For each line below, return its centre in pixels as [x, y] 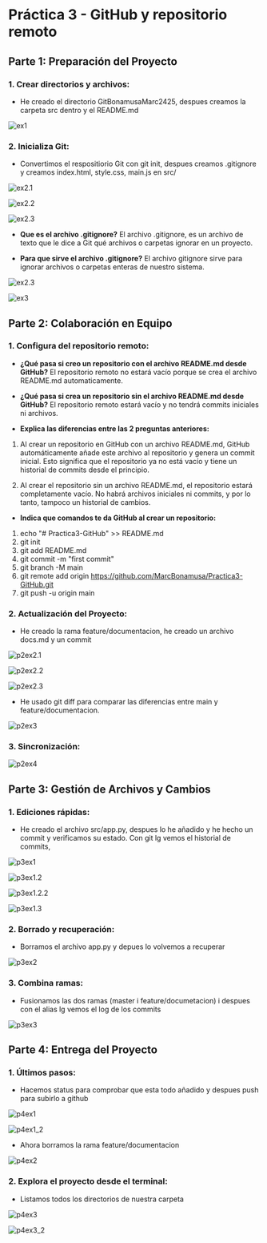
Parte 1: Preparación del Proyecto [93, 61]
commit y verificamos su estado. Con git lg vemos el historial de [126, 838]
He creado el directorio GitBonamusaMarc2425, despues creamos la [133, 101]
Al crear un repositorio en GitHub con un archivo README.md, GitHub [135, 444]
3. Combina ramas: [46, 983]
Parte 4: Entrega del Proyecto [83, 1050]
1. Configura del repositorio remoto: [79, 346]
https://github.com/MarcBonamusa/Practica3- [167, 575]
